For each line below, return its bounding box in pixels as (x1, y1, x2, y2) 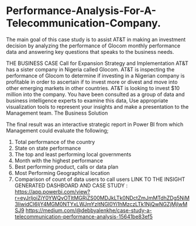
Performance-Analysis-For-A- (6, 4, 157, 18)
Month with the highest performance (14, 157, 104, 164)
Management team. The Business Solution (6, 109, 108, 117)
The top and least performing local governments (14, 150, 132, 157)
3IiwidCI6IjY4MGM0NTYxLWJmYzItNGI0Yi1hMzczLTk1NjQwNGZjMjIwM (14, 200, 188, 207)
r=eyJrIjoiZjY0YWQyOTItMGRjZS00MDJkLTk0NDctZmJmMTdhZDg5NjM (14, 194, 190, 201)
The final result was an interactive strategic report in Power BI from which (6, 121, 184, 128)
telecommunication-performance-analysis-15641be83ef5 (14, 213, 153, 220)
